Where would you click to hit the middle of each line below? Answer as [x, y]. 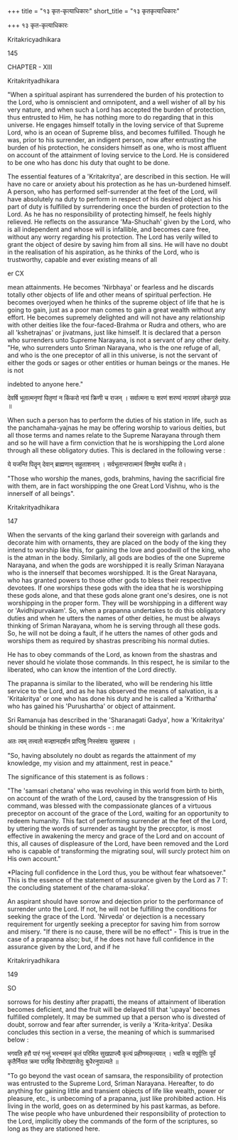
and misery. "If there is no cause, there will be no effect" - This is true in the [118, 931]
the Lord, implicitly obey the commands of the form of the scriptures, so [113, 1121]
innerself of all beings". [41, 494]
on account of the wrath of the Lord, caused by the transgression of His [113, 798]
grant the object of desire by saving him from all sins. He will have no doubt [118, 244]
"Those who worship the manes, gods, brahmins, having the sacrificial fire [116, 478]
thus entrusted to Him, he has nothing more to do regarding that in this [110, 117]
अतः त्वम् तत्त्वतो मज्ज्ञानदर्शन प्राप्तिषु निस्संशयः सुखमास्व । [72, 741]
